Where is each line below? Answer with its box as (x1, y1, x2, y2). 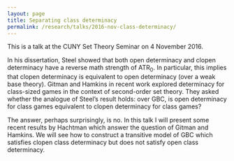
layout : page (7, 10, 45, 17)
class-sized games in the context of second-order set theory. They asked (7, 87, 219, 96)
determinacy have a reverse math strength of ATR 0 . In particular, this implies (7, 64, 227, 73)
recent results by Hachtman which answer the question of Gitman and (7, 123, 209, 132)
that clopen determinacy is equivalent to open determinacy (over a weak (7, 73, 216, 81)
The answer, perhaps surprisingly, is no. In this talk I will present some (7, 116, 210, 125)
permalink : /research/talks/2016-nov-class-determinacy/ (7, 23, 177, 30)
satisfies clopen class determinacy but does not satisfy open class (7, 138, 199, 147)
